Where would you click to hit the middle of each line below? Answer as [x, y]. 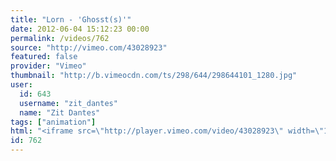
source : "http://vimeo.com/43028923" [89, 47]
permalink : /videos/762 [60, 38]
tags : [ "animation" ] [53, 122]
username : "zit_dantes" [68, 103]
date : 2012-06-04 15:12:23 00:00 [80, 29]
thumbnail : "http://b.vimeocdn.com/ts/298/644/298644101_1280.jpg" [154, 76]
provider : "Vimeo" [48, 66]
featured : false [44, 57]
